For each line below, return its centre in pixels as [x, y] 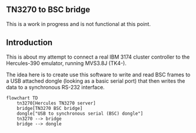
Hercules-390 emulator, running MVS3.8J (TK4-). [66, 63]
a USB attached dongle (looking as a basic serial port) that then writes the [96, 81]
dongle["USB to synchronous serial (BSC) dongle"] [80, 113]
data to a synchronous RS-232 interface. [55, 87]
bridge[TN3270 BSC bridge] [50, 108]
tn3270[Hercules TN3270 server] [56, 103]
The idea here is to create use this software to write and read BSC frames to [98, 74]
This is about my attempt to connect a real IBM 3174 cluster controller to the [98, 57]
